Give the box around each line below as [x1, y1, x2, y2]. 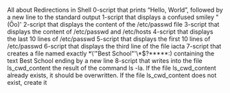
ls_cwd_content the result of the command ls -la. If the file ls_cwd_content [7, 64, 216, 72]
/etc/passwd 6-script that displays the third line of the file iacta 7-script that [7, 42, 222, 50]
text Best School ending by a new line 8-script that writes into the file [7, 57, 203, 64]
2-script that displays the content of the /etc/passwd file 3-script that [23, 21, 220, 28]
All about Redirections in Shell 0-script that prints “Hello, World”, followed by [7, 6, 223, 14]
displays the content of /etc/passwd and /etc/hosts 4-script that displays [7, 27, 214, 36]
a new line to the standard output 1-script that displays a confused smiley [7, 13, 215, 21]
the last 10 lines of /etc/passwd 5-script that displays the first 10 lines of [7, 35, 211, 43]
